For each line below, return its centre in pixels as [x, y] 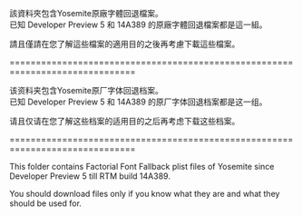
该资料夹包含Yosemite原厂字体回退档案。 [86, 90]
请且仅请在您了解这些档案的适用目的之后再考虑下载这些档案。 [125, 121]
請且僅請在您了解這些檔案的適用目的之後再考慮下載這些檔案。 [125, 44]
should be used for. [45, 203]
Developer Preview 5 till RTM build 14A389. [90, 176]
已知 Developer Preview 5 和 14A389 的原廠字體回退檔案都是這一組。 [138, 25]
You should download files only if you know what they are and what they [145, 194]
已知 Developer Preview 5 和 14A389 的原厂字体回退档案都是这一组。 [138, 102]
